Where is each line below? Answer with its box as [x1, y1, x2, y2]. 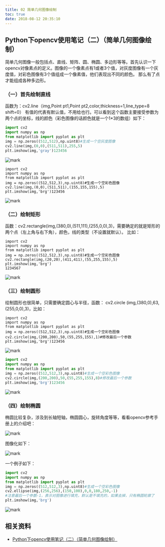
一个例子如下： [5, 460, 35, 466]
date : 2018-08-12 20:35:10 [5, 16, 61, 21]
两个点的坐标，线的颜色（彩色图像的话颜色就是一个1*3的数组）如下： [5, 115, 146, 121]
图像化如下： [5, 440, 31, 446]
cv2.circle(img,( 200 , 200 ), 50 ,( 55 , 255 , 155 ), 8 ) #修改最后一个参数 [5, 375, 132, 381]
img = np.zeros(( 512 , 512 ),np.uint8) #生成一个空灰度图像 [5, 139, 116, 144]
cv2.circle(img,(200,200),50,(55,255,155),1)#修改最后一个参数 [5, 335, 132, 340]
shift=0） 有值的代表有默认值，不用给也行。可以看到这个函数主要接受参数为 [5, 109, 159, 115]
